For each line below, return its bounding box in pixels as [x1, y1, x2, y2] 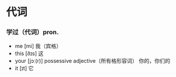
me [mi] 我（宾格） [14, 43, 61, 50]
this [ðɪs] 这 [14, 50, 44, 57]
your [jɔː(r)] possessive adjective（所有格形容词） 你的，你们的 [14, 57, 171, 65]
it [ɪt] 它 [14, 65, 34, 72]
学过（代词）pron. [6, 28, 59, 36]
